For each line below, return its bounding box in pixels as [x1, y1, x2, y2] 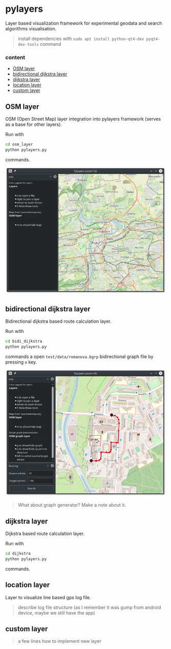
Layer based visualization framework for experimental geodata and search [5, 20, 162, 26]
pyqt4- [146, 36, 160, 42]
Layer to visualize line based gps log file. [5, 594, 91, 600]
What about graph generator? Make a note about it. [17, 502, 126, 508]
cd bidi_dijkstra [5, 339, 42, 344]
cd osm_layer [5, 142, 33, 147]
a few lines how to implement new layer [17, 638, 101, 644]
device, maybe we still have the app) [17, 609, 96, 616]
